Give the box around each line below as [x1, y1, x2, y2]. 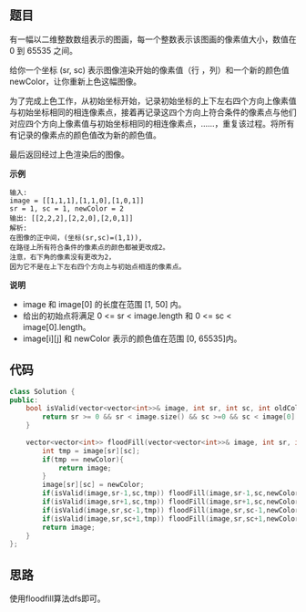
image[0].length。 [22, 321, 91, 332]
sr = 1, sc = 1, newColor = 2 [9, 203, 125, 213]
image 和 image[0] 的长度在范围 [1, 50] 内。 [22, 298, 187, 309]
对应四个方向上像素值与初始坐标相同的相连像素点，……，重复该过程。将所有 [9, 118, 295, 129]
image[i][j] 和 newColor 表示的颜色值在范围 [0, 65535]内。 [22, 333, 242, 344]
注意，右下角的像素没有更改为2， [9, 253, 116, 262]
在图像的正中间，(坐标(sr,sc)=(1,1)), [9, 233, 143, 243]
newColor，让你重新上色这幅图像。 [9, 76, 142, 87]
